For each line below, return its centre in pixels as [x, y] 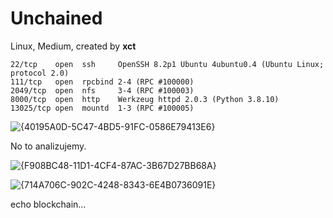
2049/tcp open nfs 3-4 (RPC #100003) [102, 90]
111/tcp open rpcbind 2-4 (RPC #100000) [102, 82]
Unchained [56, 18]
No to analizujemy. [48, 146]
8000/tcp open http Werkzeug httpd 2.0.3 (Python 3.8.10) [145, 99]
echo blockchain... [48, 204]
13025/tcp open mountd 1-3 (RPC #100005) [102, 108]
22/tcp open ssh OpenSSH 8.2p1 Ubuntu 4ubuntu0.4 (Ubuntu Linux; [167, 64]
